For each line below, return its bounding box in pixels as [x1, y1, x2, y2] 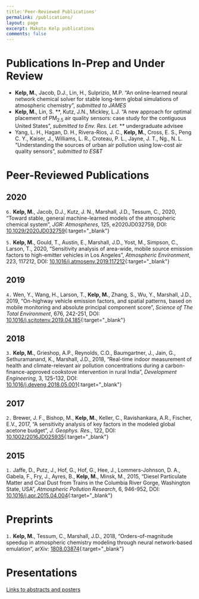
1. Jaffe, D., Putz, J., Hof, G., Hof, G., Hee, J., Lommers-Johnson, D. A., [6, 466, 181, 474]
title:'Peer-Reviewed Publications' [6, 8, 97, 15]
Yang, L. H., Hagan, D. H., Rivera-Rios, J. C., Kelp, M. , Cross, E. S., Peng [14, 128, 192, 136]
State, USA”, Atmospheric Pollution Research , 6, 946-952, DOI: [6, 486, 160, 493]
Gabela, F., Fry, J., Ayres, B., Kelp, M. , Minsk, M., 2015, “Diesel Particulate [6, 473, 187, 480]
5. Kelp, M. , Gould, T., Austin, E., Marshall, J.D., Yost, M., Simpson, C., [6, 238, 179, 245]
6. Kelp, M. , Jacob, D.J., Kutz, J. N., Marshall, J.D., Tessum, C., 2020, [6, 208, 177, 215]
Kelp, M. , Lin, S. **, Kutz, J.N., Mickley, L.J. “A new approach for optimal [14, 108, 192, 115]
